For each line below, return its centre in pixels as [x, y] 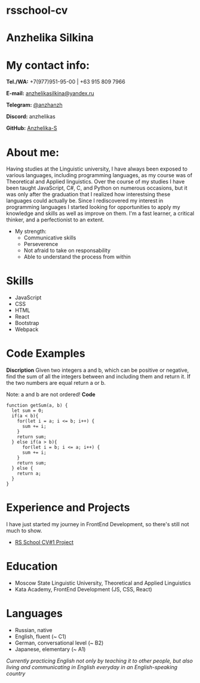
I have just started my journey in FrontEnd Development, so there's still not [98, 524]
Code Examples [46, 353]
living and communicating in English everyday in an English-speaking [92, 667]
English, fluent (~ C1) [41, 636]
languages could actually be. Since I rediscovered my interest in [85, 201]
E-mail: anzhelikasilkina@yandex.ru [50, 93]
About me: [33, 152]
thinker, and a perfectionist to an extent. [55, 220]
